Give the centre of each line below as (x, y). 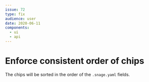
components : (17, 28)
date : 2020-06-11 (23, 23)
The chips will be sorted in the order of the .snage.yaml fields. (67, 74)
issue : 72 (15, 10)
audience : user (21, 19)
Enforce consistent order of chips (75, 61)
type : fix (15, 14)
